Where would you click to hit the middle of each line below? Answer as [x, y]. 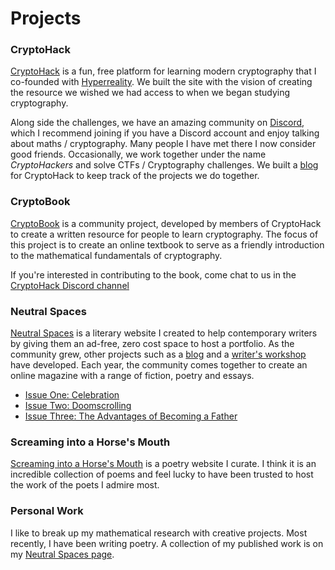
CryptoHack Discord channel [70, 285]
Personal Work [47, 511]
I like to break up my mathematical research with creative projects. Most [159, 533]
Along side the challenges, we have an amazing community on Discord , [157, 123]
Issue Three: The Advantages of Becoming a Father [131, 416]
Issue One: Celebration [72, 395]
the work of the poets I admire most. [85, 485]
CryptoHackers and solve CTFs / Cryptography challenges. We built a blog [164, 165]
